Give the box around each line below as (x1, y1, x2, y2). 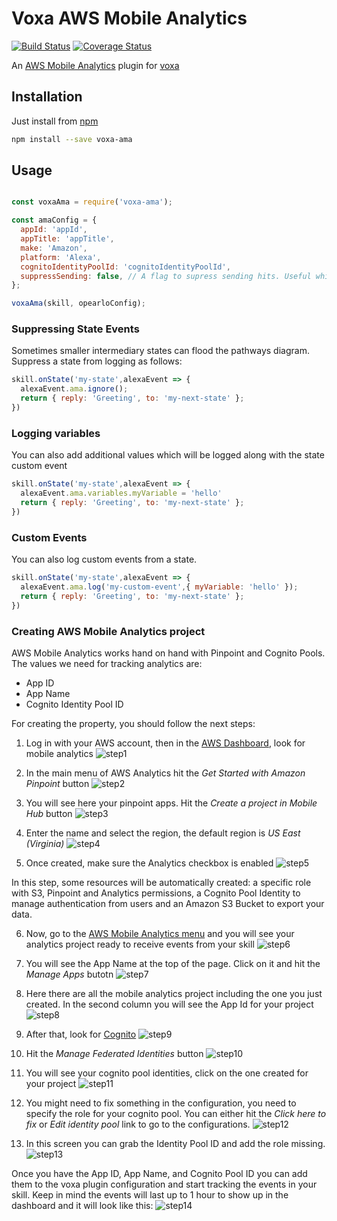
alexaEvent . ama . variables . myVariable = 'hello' (20, 488, 223, 499)
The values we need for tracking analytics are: (11, 657, 203, 669)
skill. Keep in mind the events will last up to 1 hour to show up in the (11, 1188, 289, 1201)
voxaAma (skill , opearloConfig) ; (11, 298, 146, 309)
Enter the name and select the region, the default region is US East (25, 827, 301, 839)
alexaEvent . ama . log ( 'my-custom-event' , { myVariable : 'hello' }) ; (20, 582, 299, 592)
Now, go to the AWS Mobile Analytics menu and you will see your (25, 927, 295, 939)
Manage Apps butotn (25, 968, 114, 980)
